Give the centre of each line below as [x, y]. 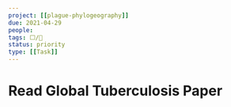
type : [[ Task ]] [33, 52]
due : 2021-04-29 [35, 23]
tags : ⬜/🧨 [26, 37]
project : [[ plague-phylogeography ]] [68, 15]
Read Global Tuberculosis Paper [116, 91]
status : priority [37, 45]
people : [21, 30]
